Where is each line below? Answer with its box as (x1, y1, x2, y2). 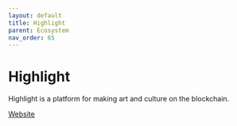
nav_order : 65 (8, 33, 56, 42)
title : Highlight (8, 19, 66, 27)
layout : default (8, 11, 62, 20)
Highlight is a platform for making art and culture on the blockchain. (8, 94, 230, 104)
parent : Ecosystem (8, 26, 69, 34)
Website (8, 109, 36, 119)
